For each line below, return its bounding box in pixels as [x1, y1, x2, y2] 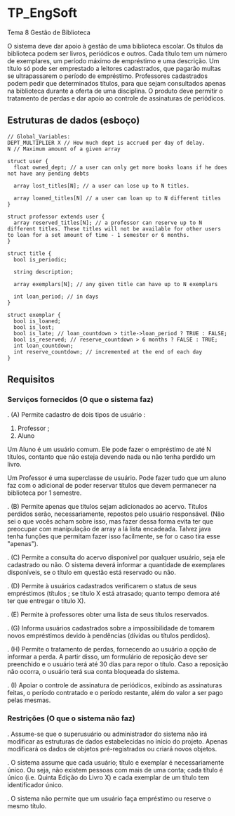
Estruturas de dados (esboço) [7, 115, 140, 127]
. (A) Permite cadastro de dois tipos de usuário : [7, 410, 146, 419]
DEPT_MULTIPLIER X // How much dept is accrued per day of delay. [7, 139, 206, 146]
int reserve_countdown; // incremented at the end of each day [13, 348, 202, 356]
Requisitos [7, 374, 55, 386]
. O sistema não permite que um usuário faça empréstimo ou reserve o [7, 794, 212, 803]
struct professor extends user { [7, 213, 105, 220]
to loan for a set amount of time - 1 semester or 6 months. [7, 231, 190, 238]
